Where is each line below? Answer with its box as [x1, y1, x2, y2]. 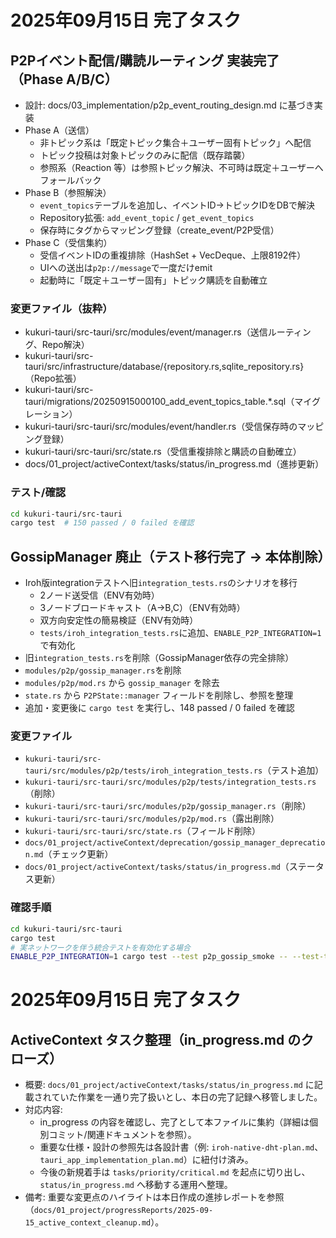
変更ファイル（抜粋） [10, 301, 113, 315]
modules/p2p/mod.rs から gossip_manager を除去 [24, 677, 220, 689]
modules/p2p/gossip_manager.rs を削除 [24, 664, 182, 676]
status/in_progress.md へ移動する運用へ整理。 [39, 1179, 233, 1191]
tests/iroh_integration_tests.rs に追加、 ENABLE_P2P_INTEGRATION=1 [39, 627, 322, 639]
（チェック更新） [43, 848, 114, 860]
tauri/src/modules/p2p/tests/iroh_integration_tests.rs [24, 766, 263, 776]
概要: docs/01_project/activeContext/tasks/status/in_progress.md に [24, 1079, 315, 1091]
